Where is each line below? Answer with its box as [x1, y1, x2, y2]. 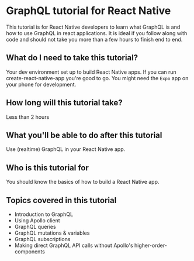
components [14, 248, 45, 255]
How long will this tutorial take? [6, 98, 123, 108]
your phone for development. [6, 81, 77, 88]
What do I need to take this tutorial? [6, 53, 138, 63]
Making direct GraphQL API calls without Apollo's [14, 242, 133, 249]
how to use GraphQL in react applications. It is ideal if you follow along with [6, 29, 188, 36]
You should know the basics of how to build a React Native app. [6, 178, 160, 186]
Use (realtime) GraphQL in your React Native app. [6, 146, 126, 153]
